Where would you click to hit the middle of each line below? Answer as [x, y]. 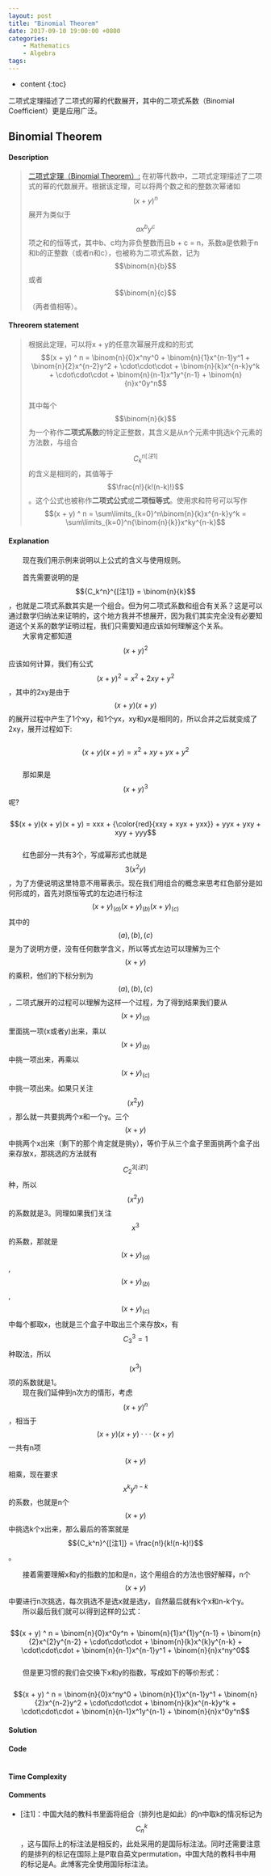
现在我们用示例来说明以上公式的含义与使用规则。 [104, 560]
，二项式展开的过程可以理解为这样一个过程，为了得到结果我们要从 [118, 1002]
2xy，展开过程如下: [40, 729]
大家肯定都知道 [48, 636]
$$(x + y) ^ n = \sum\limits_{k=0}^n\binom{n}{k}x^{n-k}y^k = [146, 513]
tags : [17, 61]
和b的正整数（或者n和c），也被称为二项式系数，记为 [114, 252]
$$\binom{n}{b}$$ [146, 266]
